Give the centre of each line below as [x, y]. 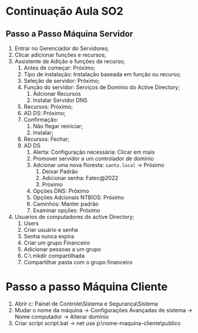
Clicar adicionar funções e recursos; [60, 55]
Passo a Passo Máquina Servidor [70, 34]
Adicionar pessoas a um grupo [62, 249]
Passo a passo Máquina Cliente [87, 287]
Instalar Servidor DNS [60, 100]
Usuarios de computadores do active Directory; [74, 217]
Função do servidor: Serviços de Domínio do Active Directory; [102, 87]
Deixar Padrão [60, 171]
